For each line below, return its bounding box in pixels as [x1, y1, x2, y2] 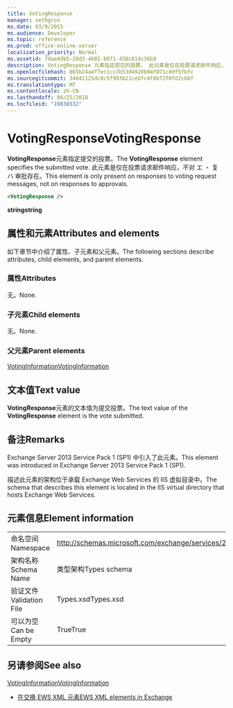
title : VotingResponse [7, 10, 73, 17]
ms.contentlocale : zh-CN [7, 88, 79, 94]
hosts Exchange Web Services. [7, 491, 96, 499]
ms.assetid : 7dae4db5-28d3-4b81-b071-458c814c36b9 [7, 56, 157, 63]
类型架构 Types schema [56, 564, 132, 574]
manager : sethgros [7, 17, 60, 24]
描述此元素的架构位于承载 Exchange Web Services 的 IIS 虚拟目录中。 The [7, 475, 217, 484]
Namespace [10, 543, 51, 552]
